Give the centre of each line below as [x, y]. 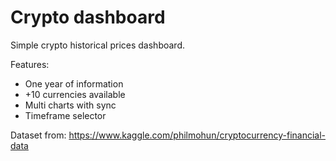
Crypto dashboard [88, 17]
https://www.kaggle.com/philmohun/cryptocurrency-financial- [197, 135]
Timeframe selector [65, 115]
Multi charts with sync [70, 105]
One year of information [74, 83]
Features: [30, 64]
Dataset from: [38, 135]
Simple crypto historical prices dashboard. [97, 45]
